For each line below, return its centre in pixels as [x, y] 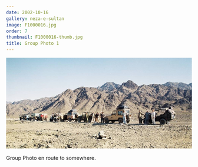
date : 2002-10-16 [27, 12]
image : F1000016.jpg [32, 25]
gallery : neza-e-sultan [35, 19]
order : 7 [17, 31]
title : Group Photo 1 [33, 44]
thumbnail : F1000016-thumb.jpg [44, 37]
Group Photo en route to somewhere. [51, 158]
